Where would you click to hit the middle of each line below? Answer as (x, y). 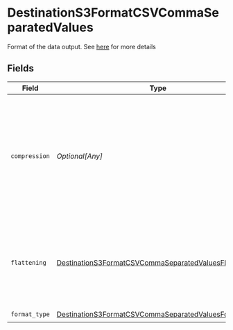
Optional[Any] (79, 156)
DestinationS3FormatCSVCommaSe (113, 13)
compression (31, 156)
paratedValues (50, 27)
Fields (21, 68)
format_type (31, 314)
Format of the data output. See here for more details (81, 46)
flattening (28, 262)
